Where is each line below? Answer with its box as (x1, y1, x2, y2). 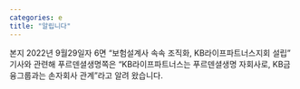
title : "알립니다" (9, 22, 72, 31)
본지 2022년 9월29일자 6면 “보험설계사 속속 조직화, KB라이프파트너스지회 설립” (9, 47, 292, 58)
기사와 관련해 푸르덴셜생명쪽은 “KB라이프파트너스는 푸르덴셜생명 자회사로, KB (9, 58, 284, 69)
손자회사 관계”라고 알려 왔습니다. (48, 69, 163, 81)
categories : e (9, 13, 63, 22)
